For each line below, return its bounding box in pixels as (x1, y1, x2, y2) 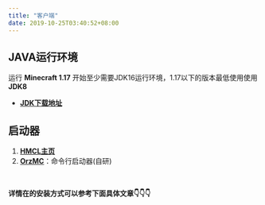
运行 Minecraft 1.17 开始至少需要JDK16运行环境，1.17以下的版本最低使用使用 (8, 73, 258, 83)
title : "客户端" (8, 11, 59, 20)
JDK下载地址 (19, 99, 63, 108)
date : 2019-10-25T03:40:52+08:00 (8, 19, 119, 27)
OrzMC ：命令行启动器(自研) (19, 157, 112, 166)
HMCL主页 (19, 146, 56, 156)
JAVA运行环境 (8, 50, 78, 64)
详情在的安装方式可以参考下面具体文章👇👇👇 (8, 188, 151, 199)
